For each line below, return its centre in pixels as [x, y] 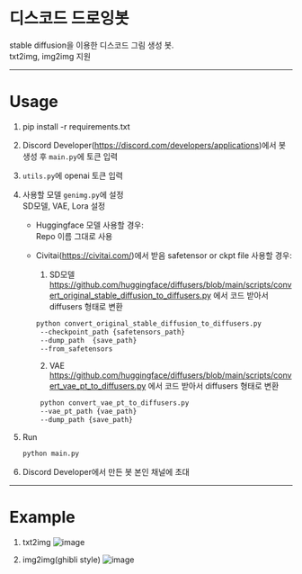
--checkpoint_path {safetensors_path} [113, 332]
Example [42, 517]
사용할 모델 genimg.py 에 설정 [73, 194]
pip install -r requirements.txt [76, 126]
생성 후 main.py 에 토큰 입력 [70, 156]
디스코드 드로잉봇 [69, 18]
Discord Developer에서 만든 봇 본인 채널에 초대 [106, 471]
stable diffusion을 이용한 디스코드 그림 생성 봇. [92, 45]
